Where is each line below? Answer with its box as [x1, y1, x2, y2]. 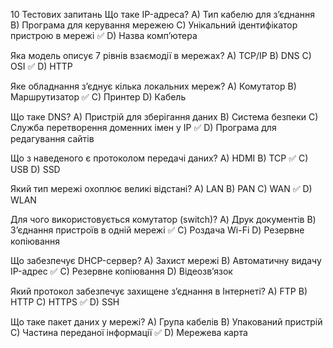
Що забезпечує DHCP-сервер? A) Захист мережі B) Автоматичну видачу [10, 255, 322, 266]
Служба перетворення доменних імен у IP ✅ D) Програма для [10, 122, 277, 133]
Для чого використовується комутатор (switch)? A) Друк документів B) [10, 214, 317, 225]
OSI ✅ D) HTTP [10, 60, 73, 72]
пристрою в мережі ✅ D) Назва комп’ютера [10, 30, 198, 41]
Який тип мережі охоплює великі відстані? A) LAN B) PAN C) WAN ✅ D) [10, 183, 313, 194]
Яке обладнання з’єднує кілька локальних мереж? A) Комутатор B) [10, 80, 297, 92]
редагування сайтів [10, 133, 95, 144]
